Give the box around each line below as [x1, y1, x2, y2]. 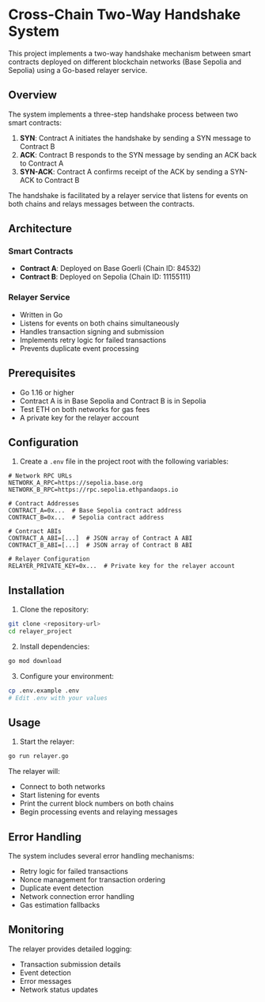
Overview [8, 89, 58, 102]
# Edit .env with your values [8, 694, 108, 702]
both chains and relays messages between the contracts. [8, 199, 195, 208]
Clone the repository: [19, 604, 89, 615]
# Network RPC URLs [8, 472, 73, 480]
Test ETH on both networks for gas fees [19, 404, 150, 413]
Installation [8, 584, 65, 597]
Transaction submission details [19, 959, 121, 969]
